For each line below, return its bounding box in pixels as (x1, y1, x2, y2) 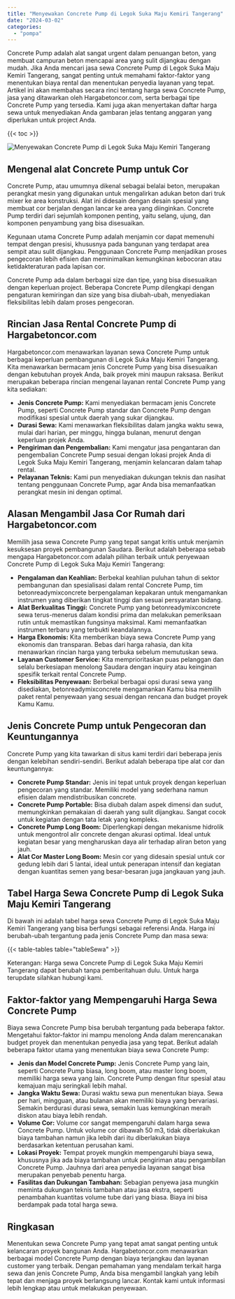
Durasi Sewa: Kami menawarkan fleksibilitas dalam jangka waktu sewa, (17, 420, 224, 429)
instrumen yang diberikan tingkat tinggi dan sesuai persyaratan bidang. (17, 595, 223, 604)
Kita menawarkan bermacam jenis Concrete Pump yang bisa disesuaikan (7, 362, 218, 371)
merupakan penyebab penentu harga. (17, 1171, 127, 1179)
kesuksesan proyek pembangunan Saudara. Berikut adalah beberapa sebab (7, 545, 226, 553)
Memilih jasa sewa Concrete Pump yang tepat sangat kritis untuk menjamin (7, 537, 224, 546)
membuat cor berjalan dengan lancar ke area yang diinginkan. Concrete (7, 204, 215, 213)
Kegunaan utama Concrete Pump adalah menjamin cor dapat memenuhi (7, 232, 215, 241)
